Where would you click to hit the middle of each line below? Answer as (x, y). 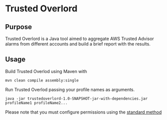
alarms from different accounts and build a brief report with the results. (78, 44)
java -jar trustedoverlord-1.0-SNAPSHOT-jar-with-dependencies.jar (77, 99)
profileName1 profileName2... (37, 103)
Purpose (19, 27)
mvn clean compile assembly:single (42, 80)
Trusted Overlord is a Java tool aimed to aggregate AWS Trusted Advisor (80, 39)
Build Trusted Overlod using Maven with (46, 71)
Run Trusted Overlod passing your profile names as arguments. (70, 89)
